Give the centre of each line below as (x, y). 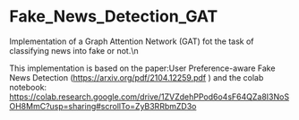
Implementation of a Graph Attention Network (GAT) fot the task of (132, 41)
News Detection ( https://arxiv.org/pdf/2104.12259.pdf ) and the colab (137, 77)
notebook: (28, 87)
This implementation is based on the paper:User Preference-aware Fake (142, 68)
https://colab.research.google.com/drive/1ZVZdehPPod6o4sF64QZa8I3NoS (149, 97)
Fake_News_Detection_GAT (114, 17)
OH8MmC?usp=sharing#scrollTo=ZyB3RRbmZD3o (103, 106)
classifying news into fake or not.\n (74, 50)
